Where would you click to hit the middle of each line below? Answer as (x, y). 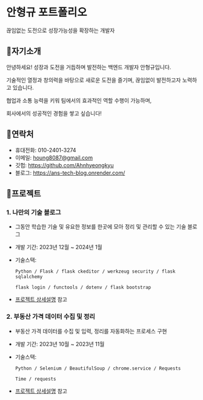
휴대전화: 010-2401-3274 (46, 150)
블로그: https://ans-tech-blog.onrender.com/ (70, 173)
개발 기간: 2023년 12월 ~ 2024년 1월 (58, 247)
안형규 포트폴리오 (47, 12)
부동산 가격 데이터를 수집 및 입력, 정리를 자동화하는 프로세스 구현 (91, 331)
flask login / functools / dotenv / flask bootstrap (83, 288)
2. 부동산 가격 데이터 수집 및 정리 (51, 317)
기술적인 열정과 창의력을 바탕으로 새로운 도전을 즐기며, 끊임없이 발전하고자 (94, 80)
